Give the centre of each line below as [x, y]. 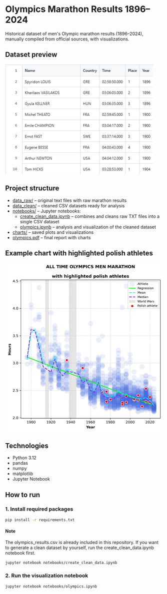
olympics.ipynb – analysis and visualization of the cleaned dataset [88, 227]
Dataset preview [31, 55]
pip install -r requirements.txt [40, 520]
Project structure [32, 188]
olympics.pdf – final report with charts [51, 237]
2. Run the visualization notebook [47, 576]
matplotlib [23, 474]
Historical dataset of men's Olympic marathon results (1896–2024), [74, 33]
